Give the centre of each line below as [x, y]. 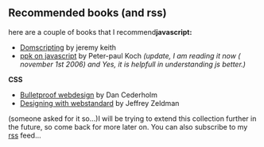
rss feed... [25, 135]
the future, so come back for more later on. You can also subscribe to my [128, 126]
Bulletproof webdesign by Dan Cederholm [88, 95]
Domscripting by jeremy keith [68, 47]
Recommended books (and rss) [87, 13]
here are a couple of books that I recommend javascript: [100, 32]
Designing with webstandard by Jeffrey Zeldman [99, 103]
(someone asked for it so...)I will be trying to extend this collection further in [132, 119]
